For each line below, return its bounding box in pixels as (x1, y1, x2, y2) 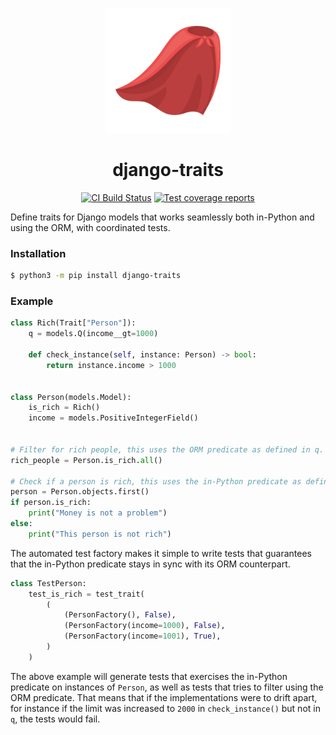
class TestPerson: (10, 578, 87, 588)
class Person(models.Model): (10, 392, 132, 402)
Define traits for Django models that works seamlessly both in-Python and (10, 211, 315, 223)
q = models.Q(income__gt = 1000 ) (28, 329, 159, 339)
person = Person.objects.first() (10, 487, 150, 497)
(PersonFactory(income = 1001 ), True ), (63, 631, 222, 642)
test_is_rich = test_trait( (28, 589, 145, 599)
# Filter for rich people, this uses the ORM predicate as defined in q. (10, 444, 325, 455)
